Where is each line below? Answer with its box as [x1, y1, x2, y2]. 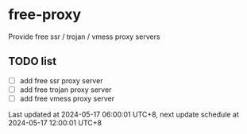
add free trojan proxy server [19, 85, 112, 94]
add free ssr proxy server [19, 75, 103, 85]
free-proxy [8, 6, 82, 24]
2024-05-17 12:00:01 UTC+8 [8, 117, 102, 128]
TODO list [8, 55, 57, 68]
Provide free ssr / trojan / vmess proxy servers [8, 32, 160, 41]
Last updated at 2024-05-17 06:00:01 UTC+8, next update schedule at [8, 109, 240, 119]
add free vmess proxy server [19, 94, 115, 103]
